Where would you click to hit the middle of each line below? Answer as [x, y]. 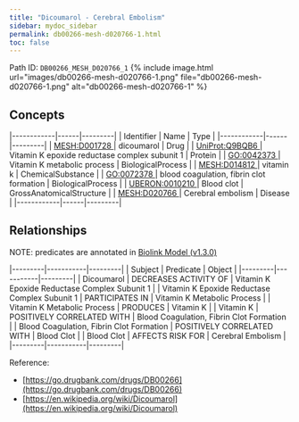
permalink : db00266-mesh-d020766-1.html [86, 34]
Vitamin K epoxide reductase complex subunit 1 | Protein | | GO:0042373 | [145, 155]
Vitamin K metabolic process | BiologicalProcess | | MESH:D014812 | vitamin [149, 165]
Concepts [37, 115]
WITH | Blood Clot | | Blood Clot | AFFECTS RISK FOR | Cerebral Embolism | [148, 335]
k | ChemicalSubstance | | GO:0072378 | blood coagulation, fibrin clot [137, 174]
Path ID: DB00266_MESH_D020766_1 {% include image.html [112, 68]
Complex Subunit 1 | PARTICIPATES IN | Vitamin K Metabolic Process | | [140, 298]
